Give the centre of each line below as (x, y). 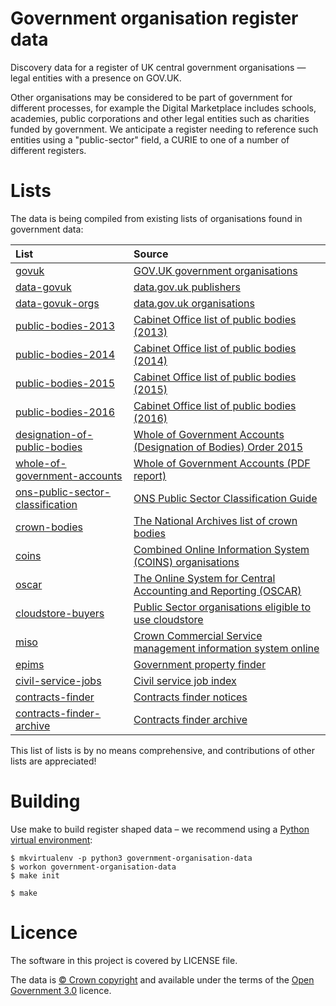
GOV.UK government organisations (215, 270)
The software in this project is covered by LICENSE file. (124, 960)
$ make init (35, 875)
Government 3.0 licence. (61, 990)
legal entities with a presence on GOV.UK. (96, 78)
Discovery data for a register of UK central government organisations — (158, 67)
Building (45, 801)
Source (151, 254)
